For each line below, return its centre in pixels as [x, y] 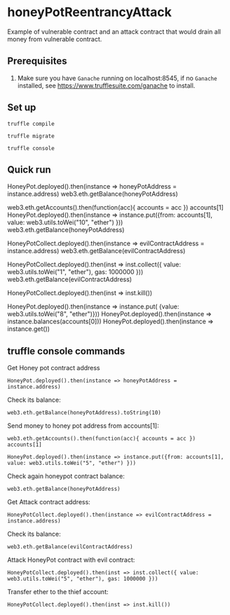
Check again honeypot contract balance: [66, 476]
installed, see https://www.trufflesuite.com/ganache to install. [106, 86]
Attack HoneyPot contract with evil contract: [71, 560]
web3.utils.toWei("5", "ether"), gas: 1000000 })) [83, 579]
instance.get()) [29, 329]
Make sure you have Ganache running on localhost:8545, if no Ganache [117, 78]
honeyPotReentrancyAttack [89, 12]
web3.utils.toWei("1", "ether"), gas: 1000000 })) [75, 272]
